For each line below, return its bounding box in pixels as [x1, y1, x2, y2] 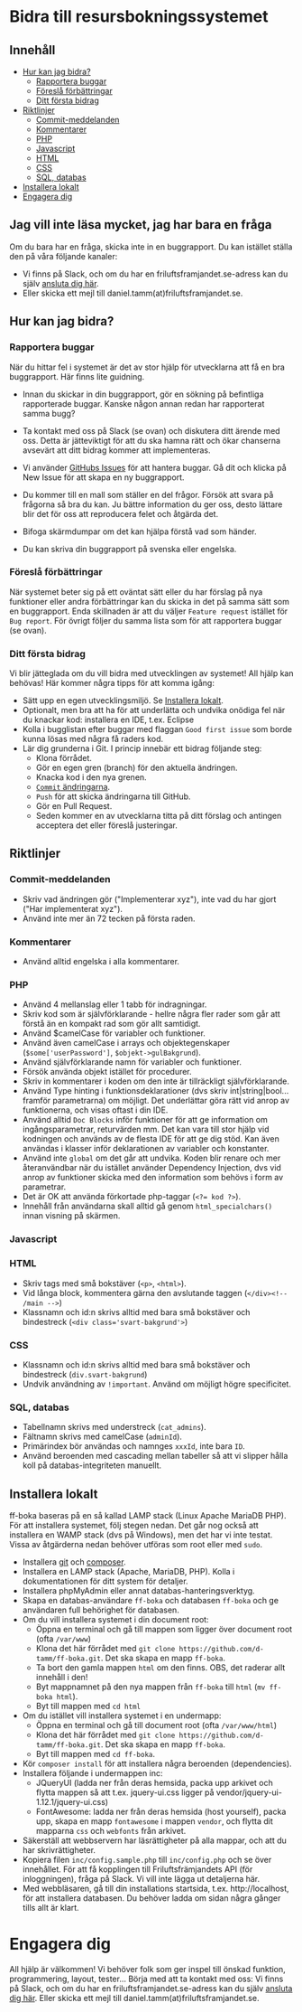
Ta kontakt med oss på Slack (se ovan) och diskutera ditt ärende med [22, 425, 281, 436]
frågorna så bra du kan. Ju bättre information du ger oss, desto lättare [22, 499, 283, 510]
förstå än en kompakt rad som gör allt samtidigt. [22, 1019, 201, 1030]
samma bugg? [22, 408, 76, 418]
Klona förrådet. [35, 753, 92, 764]
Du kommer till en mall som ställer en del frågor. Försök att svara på [22, 489, 274, 500]
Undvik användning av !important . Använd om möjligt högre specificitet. [22, 1378, 291, 1389]
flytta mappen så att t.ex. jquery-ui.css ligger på [35, 1787, 215, 1798]
